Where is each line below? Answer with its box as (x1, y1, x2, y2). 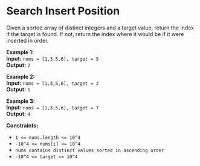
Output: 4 (6, 110, 31, 117)
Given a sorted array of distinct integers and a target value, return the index (6, 24, 195, 31)
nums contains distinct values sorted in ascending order (15, 147, 164, 153)
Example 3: (6, 97, 35, 105)
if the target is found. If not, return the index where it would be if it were (6, 30, 184, 37)
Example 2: (6, 73, 35, 80)
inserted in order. (6, 37, 50, 44)
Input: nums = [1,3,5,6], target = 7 (6, 103, 99, 111)
